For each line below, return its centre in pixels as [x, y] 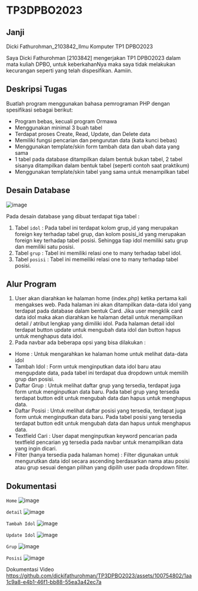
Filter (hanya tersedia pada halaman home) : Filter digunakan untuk [97, 455]
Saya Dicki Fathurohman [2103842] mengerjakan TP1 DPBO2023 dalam [93, 58]
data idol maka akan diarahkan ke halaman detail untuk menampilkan [99, 317]
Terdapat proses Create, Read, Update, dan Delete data [82, 134]
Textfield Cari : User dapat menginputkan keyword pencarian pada [96, 436]
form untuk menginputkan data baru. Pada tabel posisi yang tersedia [98, 417]
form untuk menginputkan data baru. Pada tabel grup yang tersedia [97, 392]
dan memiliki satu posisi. [45, 246]
